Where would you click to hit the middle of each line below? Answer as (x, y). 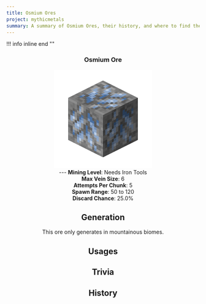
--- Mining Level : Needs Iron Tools (103, 172)
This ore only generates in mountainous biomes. (103, 232)
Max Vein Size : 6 (103, 179)
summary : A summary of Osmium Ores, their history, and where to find (98, 26)
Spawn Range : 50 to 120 (103, 191)
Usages (103, 251)
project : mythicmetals (35, 19)
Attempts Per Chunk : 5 (103, 185)
